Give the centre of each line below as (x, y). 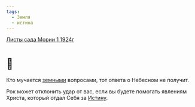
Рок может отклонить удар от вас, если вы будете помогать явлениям (97, 92)
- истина (22, 23)
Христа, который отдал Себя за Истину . (57, 98)
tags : (13, 12)
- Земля (21, 17)
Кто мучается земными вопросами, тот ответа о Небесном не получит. (98, 80)
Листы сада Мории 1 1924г (40, 40)
